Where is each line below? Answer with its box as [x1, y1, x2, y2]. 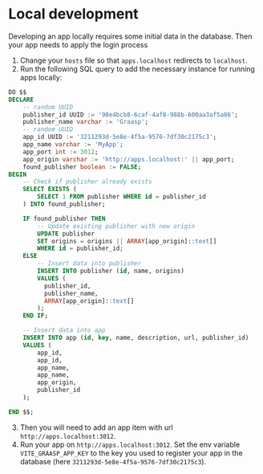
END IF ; [22, 312, 48, 320]
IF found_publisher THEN [22, 215, 106, 223]
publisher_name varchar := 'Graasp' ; [22, 118, 149, 126]
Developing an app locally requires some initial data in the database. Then [8, 31, 253, 41]
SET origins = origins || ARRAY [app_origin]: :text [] [37, 237, 217, 245]
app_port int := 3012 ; [22, 148, 99, 156]
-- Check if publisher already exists [22, 178, 152, 186]
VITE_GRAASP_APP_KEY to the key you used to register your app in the [19, 447, 243, 458]
